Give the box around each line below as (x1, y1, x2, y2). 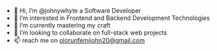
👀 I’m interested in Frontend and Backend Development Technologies (13, 14, 210, 22)
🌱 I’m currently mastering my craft (13, 21, 111, 29)
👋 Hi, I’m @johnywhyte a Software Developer (13, 7, 141, 14)
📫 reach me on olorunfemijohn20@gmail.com (13, 37, 145, 44)
